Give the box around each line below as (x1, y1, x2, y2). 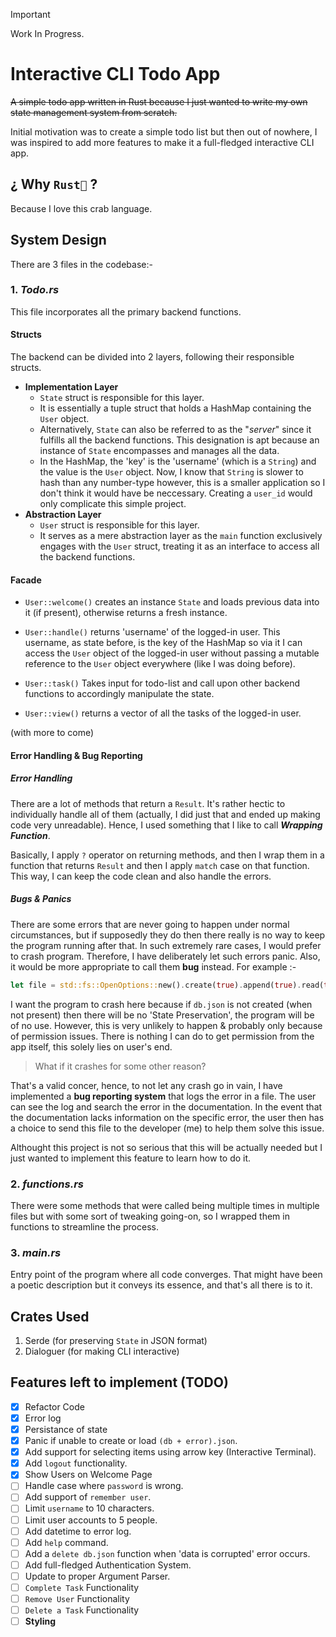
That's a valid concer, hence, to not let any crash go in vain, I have (10, 1079, 283, 1091)
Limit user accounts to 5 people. (24, 1514, 158, 1526)
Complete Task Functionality (24, 1581, 140, 1593)
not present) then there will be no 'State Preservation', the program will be (10, 1009, 315, 1021)
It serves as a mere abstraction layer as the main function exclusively (39, 530, 323, 542)
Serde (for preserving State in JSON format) (24, 1335, 208, 1347)
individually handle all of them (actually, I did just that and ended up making (10, 808, 321, 820)
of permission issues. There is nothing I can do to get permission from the (10, 1030, 315, 1042)
